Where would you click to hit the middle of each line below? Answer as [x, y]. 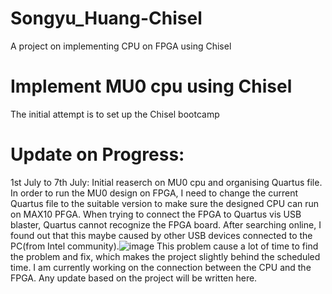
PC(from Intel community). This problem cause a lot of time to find [164, 246]
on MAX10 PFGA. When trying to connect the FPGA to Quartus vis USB [156, 214]
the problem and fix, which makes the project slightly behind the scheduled [165, 256]
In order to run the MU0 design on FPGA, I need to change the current [154, 193]
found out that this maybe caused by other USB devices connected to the [161, 235]
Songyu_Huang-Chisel [106, 18]
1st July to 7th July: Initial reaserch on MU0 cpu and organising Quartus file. [166, 182]
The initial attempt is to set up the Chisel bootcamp [115, 114]
